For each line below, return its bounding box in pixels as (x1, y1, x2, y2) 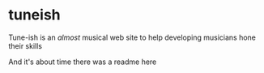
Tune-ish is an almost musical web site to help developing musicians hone (8, 32, 257, 42)
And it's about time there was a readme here (8, 57, 157, 67)
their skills (8, 41, 43, 50)
